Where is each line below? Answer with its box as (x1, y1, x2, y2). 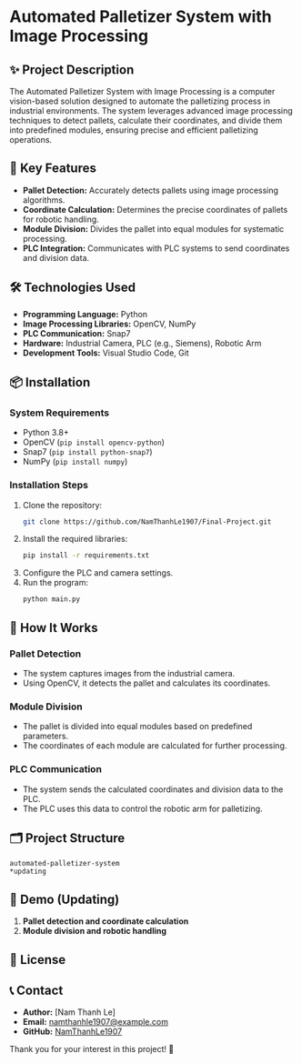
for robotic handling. (22, 214, 100, 225)
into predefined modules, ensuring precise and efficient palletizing (9, 125, 259, 135)
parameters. (22, 730, 69, 742)
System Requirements (9, 406, 110, 419)
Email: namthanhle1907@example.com (22, 1017, 168, 1028)
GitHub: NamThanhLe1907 (22, 1026, 123, 1038)
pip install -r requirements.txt (22, 551, 150, 560)
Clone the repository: (22, 499, 103, 510)
